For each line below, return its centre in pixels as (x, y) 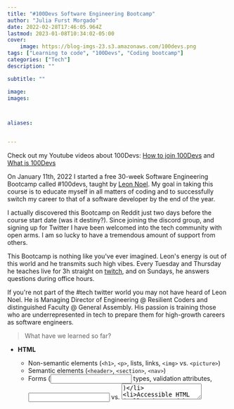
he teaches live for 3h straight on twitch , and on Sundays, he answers (108, 271)
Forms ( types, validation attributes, (120, 379)
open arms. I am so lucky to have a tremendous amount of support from (111, 235)
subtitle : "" (26, 79)
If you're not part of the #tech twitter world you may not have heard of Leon (117, 292)
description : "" (31, 66)
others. (18, 243)
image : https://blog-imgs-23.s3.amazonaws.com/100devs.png (108, 46)
